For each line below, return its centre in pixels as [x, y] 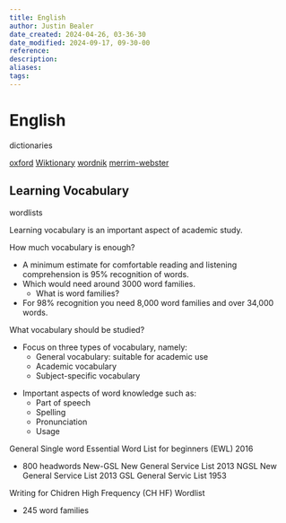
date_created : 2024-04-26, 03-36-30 [78, 34]
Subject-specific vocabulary [88, 375]
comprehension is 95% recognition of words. [106, 274]
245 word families [56, 510]
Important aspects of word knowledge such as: [109, 393]
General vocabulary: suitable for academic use [122, 356]
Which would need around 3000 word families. [108, 283]
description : [34, 59]
